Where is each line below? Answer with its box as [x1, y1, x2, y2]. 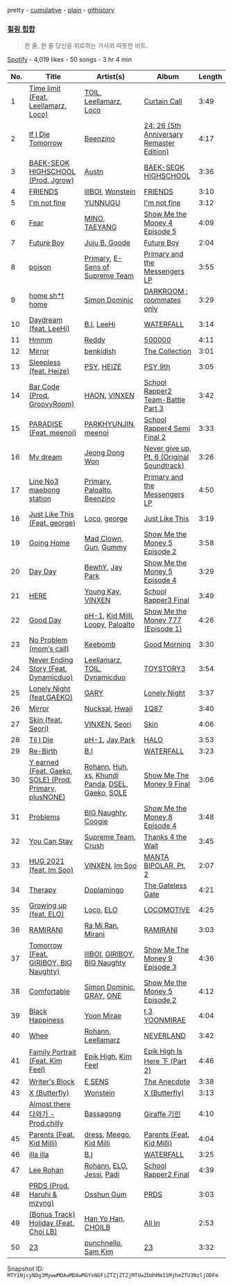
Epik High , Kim [84, 1051, 132, 1061]
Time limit [28, 83, 61, 93]
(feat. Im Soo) [28, 865, 74, 875]
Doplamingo [84, 885, 124, 895]
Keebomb [84, 640, 116, 650]
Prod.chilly [28, 1119, 64, 1128]
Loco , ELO [84, 905, 118, 915]
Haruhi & [28, 1190, 58, 1199]
